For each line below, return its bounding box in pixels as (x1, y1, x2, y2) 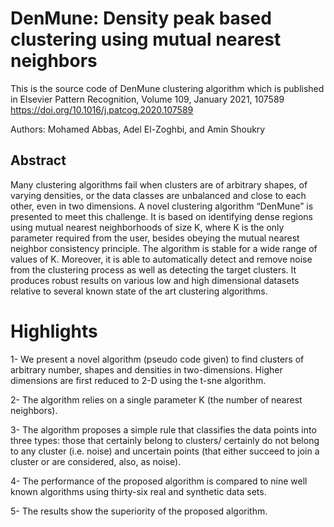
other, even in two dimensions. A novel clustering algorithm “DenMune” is (10, 200, 314, 212)
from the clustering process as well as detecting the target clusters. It (10, 263, 297, 276)
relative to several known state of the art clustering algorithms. (10, 285, 268, 297)
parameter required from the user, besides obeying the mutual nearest (10, 232, 300, 244)
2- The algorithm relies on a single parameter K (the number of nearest (10, 393, 303, 406)
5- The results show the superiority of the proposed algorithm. (10, 505, 268, 517)
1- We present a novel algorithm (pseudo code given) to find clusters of (10, 353, 305, 365)
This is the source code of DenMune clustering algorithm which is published (10, 82, 325, 94)
